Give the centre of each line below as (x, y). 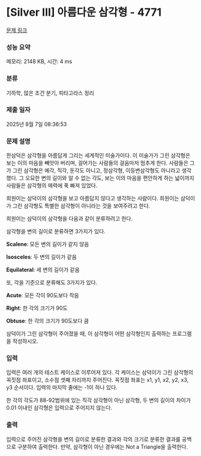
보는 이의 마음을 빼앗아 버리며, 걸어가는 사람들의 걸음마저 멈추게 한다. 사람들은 (97, 163)
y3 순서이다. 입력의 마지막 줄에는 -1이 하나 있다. (62, 387)
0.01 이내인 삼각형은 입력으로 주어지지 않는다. (59, 408)
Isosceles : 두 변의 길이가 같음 (41, 257)
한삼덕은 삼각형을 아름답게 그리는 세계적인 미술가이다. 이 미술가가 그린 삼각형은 (98, 156)
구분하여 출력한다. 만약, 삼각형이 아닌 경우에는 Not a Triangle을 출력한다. (102, 446)
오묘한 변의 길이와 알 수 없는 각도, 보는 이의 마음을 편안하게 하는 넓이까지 (110, 178)
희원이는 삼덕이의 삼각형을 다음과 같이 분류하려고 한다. (70, 219)
